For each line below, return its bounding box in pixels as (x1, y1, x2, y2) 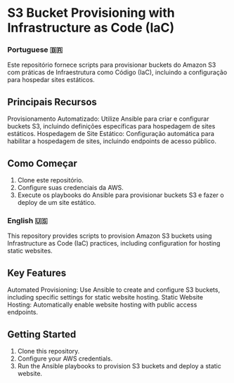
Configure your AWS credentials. (17, 354, 113, 363)
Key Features (7, 267, 67, 278)
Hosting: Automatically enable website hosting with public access (7, 300, 197, 309)
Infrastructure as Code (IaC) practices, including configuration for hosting (7, 239, 221, 248)
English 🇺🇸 (7, 216, 48, 226)
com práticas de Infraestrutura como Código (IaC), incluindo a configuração (7, 68, 228, 76)
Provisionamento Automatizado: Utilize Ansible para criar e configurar (7, 114, 209, 123)
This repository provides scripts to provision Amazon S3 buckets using (7, 231, 212, 240)
